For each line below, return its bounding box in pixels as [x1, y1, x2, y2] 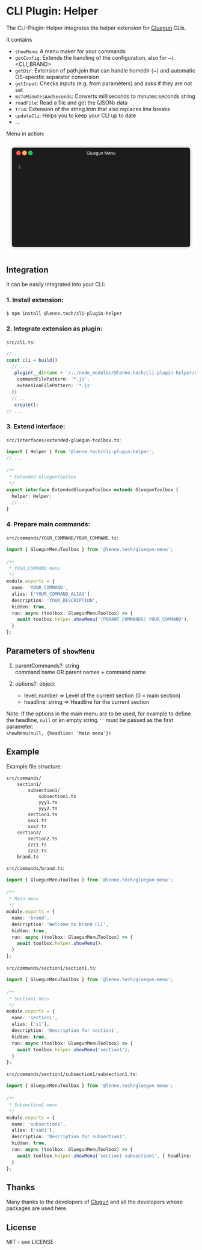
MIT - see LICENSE [6, 1239, 54, 1246]
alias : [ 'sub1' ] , [11, 1127, 55, 1133]
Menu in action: [6, 130, 45, 137]
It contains [6, 36, 32, 43]
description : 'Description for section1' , [11, 1028, 120, 1034]
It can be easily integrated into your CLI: [6, 281, 105, 288]
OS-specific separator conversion [14, 73, 99, 80]
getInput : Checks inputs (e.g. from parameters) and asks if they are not [14, 80, 192, 87]
